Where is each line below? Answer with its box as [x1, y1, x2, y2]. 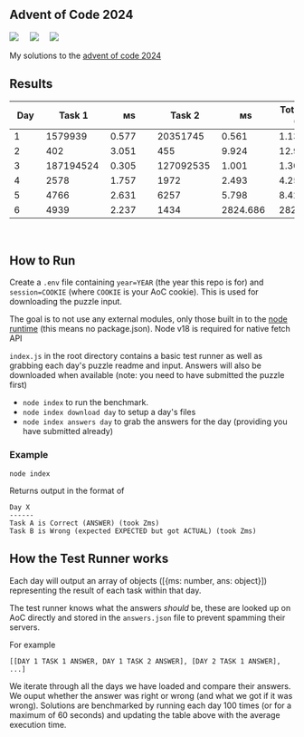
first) [9, 380, 27, 391]
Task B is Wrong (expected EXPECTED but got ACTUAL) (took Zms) [9, 526, 257, 536]
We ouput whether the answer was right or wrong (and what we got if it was [9, 690, 293, 701]
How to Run [9, 253, 76, 268]
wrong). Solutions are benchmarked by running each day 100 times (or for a [9, 700, 292, 711]
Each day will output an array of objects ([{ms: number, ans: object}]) [9, 575, 268, 586]
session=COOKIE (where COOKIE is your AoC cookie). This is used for [9, 286, 260, 297]
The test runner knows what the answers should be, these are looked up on [9, 602, 291, 613]
